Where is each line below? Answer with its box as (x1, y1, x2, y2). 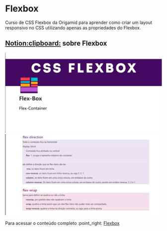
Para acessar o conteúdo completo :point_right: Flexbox (5, 220, 120, 227)
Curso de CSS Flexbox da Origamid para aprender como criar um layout (5, 19, 153, 25)
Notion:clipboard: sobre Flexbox (5, 39, 107, 48)
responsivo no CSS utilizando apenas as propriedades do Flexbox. (5, 24, 141, 30)
